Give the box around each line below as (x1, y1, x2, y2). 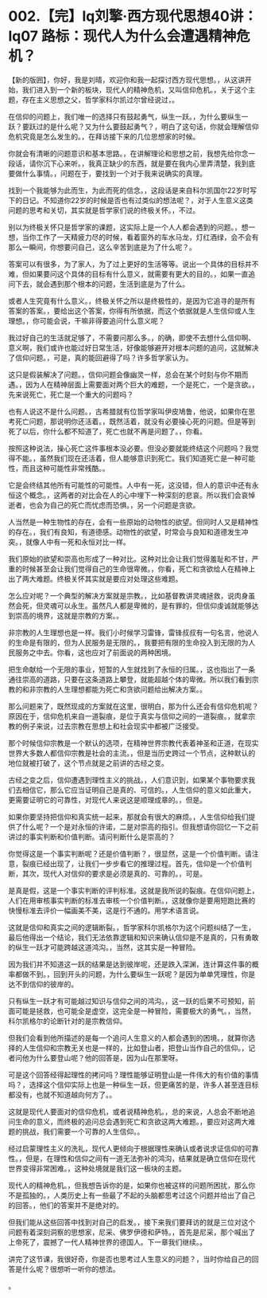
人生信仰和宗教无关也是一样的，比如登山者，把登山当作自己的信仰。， (21, 1043, 249, 1053)
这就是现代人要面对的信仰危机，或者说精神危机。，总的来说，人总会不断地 (8, 1107, 249, 1116)
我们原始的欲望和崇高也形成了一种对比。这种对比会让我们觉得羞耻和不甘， (8, 554, 252, 563)
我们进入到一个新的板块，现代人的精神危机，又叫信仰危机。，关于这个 (21, 84, 249, 94)
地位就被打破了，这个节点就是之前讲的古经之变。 (8, 758, 168, 767)
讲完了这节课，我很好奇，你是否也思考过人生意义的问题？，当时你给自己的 (8, 1254, 252, 1264)
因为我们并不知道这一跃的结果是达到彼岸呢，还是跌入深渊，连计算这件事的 (8, 959, 252, 969)
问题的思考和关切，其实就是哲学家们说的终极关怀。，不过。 (8, 205, 200, 215)
